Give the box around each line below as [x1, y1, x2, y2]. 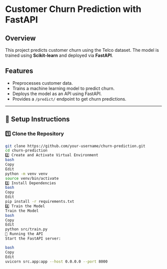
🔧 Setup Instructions [5, 115, 70, 124]
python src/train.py [5, 227, 48, 232]
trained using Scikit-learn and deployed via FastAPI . [5, 52, 113, 58]
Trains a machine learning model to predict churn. [12, 85, 115, 91]
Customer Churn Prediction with [5, 3, 142, 15]
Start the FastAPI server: [5, 236, 61, 241]
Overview [5, 34, 36, 42]
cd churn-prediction [5, 148, 48, 153]
